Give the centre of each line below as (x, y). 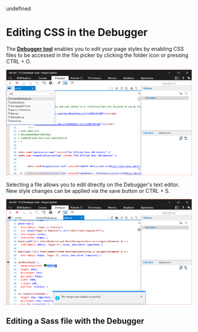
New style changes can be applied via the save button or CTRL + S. (88, 191)
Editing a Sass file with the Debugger (75, 321)
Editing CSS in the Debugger (77, 33)
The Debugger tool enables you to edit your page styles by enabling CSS (95, 49)
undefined (19, 9)
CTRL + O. (19, 61)
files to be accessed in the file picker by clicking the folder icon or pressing (97, 55)
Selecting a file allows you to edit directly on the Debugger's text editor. (93, 184)
